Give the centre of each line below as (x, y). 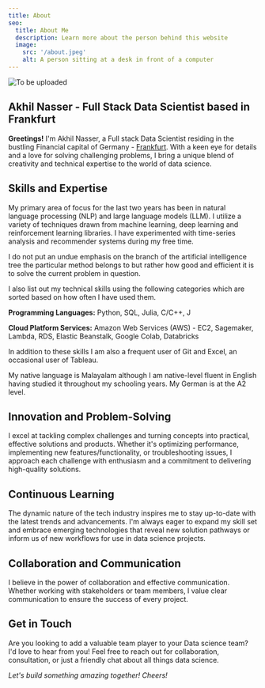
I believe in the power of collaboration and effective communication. (119, 582)
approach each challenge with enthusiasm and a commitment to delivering (130, 461)
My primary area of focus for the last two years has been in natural (117, 207)
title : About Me (42, 30)
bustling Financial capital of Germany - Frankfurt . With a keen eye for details (132, 146)
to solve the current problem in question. (74, 273)
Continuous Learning (61, 494)
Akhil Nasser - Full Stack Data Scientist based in (129, 107)
